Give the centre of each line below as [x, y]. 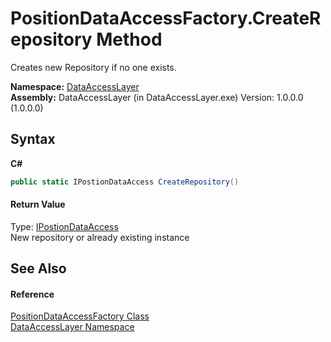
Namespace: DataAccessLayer [75, 86]
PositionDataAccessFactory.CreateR [166, 18]
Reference [32, 294]
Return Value [38, 204]
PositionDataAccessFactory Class [80, 316]
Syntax [33, 139]
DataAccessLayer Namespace [72, 327]
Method [129, 39]
